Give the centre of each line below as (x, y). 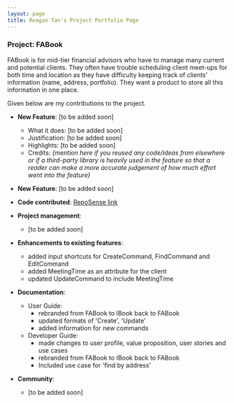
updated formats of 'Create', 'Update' (92, 320)
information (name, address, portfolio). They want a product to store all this (115, 82)
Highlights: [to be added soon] (72, 145)
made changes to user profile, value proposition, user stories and (132, 343)
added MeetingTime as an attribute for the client (97, 271)
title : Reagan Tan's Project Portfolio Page (73, 20)
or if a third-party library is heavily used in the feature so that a (119, 160)
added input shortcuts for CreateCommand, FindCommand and (119, 256)
